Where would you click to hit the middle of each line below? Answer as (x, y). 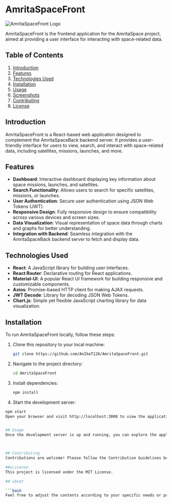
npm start (16, 412)
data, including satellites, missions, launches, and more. (64, 151)
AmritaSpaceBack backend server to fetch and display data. (76, 239)
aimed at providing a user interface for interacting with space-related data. (84, 39)
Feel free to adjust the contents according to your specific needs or (83, 495)
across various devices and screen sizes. (56, 217)
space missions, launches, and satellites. (56, 185)
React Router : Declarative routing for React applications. (72, 273)
